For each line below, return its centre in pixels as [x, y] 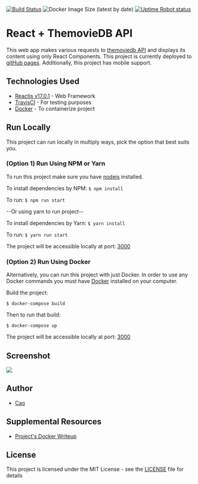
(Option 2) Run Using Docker [48, 261]
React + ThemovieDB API [69, 34]
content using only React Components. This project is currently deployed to [99, 56]
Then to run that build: [33, 315]
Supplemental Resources [54, 422]
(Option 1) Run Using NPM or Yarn [56, 163]
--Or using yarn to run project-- [45, 211]
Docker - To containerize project [55, 108]
